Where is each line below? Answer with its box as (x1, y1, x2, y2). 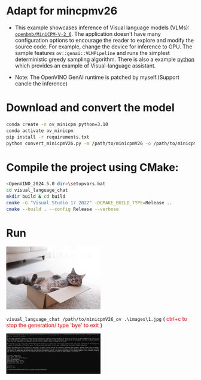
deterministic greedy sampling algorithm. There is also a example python (14, 56, 195, 63)
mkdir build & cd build (6, 194, 66, 200)
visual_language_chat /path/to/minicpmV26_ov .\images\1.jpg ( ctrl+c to (6, 315, 187, 322)
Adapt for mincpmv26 (6, 4, 118, 18)
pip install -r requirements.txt (6, 134, 90, 140)
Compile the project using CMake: (6, 160, 179, 174)
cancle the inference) (14, 79, 68, 87)
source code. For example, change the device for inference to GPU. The (14, 43, 193, 50)
